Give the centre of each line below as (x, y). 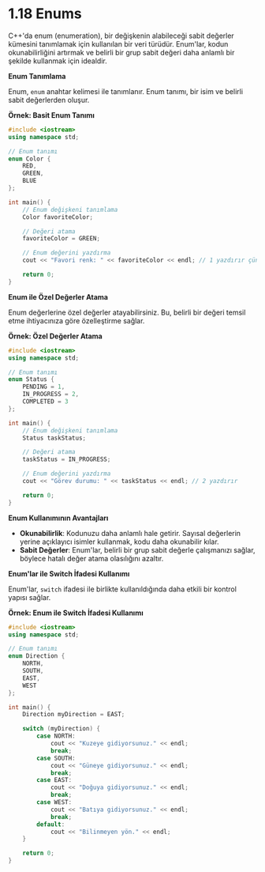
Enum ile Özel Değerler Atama (58, 296)
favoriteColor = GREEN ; (62, 239)
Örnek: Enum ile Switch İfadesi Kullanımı (76, 613)
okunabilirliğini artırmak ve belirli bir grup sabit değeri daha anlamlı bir (121, 52)
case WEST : (54, 802)
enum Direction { (37, 656)
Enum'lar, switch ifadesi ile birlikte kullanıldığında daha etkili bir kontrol (122, 589)
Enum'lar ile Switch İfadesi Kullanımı (69, 573)
